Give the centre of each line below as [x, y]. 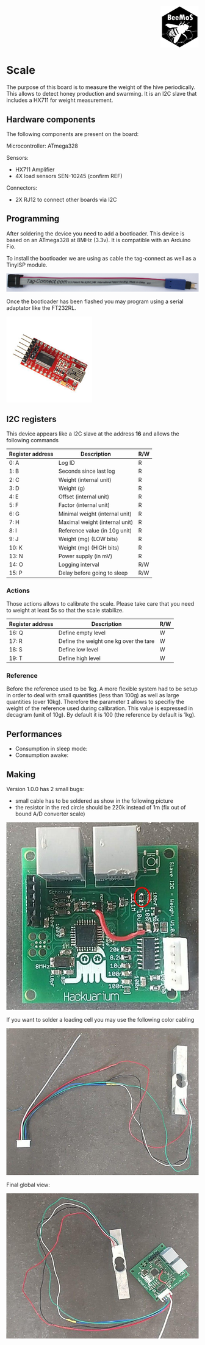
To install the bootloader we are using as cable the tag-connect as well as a [101, 258]
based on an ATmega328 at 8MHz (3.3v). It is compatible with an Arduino [99, 240]
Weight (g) [72, 488]
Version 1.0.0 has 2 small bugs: [45, 789]
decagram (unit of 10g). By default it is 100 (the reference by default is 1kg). [101, 715]
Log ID [67, 463]
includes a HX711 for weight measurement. [60, 100]
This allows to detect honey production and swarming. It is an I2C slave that [102, 94]
